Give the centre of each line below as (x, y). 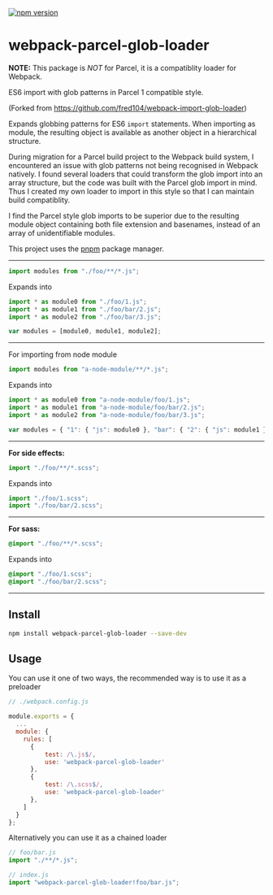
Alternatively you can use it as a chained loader (88, 838)
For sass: (24, 529)
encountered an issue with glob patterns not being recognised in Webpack (133, 165)
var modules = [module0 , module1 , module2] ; (85, 332)
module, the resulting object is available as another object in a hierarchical (133, 132)
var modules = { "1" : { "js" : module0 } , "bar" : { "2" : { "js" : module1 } (138, 430)
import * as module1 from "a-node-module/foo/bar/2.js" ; (107, 408)
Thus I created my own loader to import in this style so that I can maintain (131, 191)
